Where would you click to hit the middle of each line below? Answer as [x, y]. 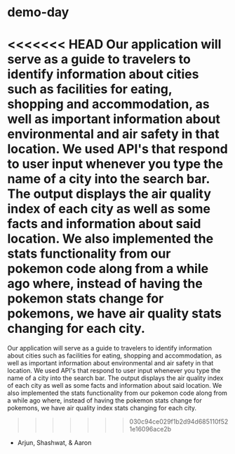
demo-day [38, 12]
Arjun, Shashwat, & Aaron [54, 443]
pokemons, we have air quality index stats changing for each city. [102, 408]
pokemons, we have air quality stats [115, 314]
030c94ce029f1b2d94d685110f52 [179, 422]
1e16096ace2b [150, 429]
